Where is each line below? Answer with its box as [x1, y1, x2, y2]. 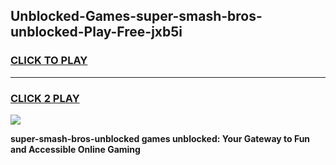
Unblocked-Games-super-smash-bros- [10, 8, 263, 25]
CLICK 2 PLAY [10, 91, 80, 105]
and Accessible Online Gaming [10, 143, 141, 155]
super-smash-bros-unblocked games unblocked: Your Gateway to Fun [10, 132, 311, 144]
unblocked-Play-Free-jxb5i [10, 24, 183, 41]
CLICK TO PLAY [10, 54, 88, 68]
